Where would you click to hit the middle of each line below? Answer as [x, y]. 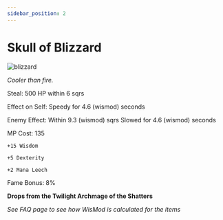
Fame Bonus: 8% [32, 182]
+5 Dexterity [26, 158]
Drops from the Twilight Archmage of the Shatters [80, 196]
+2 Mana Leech [28, 170]
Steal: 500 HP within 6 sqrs [46, 93]
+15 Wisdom [23, 146]
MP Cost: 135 [26, 133]
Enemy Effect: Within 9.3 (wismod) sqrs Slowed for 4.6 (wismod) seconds [112, 120]
